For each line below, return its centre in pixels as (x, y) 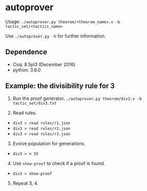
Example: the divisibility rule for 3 (60, 86)
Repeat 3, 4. (25, 183)
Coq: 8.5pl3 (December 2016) (44, 64)
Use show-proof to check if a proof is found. (59, 163)
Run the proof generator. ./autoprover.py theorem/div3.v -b (77, 98)
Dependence (26, 52)
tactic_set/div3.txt (35, 103)
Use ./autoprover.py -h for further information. (56, 36)
